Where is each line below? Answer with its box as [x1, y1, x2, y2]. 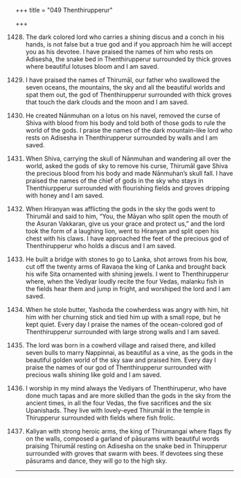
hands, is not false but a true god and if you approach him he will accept [25, 40, 232, 48]
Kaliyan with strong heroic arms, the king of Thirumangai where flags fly [25, 427, 232, 435]
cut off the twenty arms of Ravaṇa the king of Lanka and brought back [25, 263, 226, 270]
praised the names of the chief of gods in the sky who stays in [25, 176, 204, 185]
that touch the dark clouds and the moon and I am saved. [25, 98, 189, 106]
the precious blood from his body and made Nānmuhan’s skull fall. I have [25, 170, 233, 177]
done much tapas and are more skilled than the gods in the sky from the [25, 392, 231, 399]
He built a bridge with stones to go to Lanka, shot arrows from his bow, [25, 255, 228, 263]
